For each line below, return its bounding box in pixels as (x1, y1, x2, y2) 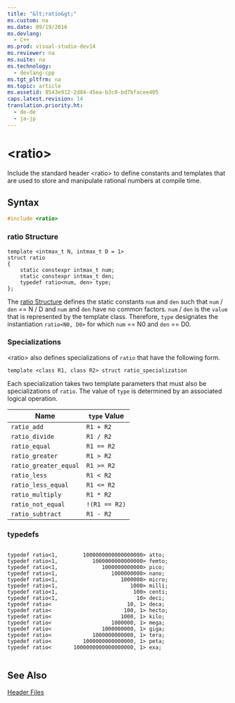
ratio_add (11, 423, 44, 430)
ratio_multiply (11, 490, 62, 499)
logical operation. (7, 394, 58, 402)
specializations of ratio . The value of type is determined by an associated (7, 387, 222, 395)
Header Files (7, 688, 44, 696)
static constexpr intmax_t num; (20, 266, 115, 273)
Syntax (7, 197, 39, 209)
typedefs (7, 529, 39, 539)
